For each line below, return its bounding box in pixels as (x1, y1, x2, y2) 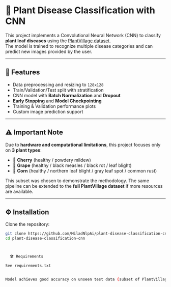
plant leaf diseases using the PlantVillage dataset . (5, 38, 111, 44)
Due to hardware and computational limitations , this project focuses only (5, 141, 161, 148)
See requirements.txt (5, 263, 51, 268)
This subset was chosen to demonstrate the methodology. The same (5, 178, 149, 184)
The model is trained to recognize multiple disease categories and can (5, 43, 153, 49)
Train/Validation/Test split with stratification (12, 87, 104, 93)
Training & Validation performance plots (12, 103, 96, 109)
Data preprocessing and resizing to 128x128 (12, 81, 104, 88)
